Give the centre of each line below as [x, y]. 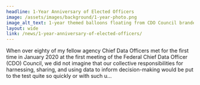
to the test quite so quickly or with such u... [59, 76]
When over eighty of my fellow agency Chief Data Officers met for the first [97, 51]
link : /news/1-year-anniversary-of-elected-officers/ [74, 34]
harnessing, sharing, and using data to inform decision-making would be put [100, 70]
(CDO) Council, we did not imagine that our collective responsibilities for [95, 64]
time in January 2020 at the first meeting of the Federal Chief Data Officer [97, 57]
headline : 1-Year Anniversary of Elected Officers [70, 12]
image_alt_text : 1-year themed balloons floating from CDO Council [92, 23]
